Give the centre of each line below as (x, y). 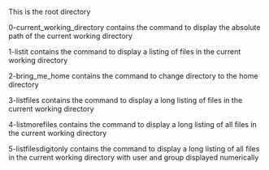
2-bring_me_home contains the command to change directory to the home (133, 76)
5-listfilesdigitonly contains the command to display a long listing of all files (134, 149)
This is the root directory (50, 12)
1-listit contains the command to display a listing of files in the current (125, 51)
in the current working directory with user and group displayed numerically (134, 157)
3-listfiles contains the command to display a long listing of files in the (126, 100)
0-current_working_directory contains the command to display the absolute (134, 27)
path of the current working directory (70, 36)
